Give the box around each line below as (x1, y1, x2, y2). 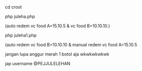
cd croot (5, 4, 22, 10)
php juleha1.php (5, 33, 37, 38)
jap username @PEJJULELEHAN (5, 61, 71, 66)
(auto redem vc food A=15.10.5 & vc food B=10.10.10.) (5, 23, 110, 29)
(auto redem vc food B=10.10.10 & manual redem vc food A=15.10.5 (5, 42, 138, 48)
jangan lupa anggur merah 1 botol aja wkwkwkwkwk (5, 51, 109, 57)
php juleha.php (5, 14, 35, 19)
